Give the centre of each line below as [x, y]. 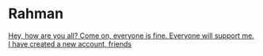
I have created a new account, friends [70, 43]
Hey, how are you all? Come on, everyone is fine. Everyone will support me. [131, 35]
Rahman [36, 14]
